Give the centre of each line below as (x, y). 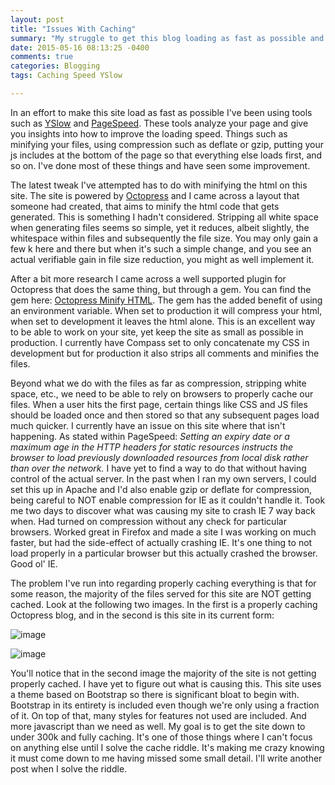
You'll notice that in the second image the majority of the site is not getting (163, 673)
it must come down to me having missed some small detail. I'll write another (166, 758)
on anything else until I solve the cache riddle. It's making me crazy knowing (167, 747)
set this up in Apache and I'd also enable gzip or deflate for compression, (161, 489)
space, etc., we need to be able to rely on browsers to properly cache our (162, 393)
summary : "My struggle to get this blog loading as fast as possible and (167, 38)
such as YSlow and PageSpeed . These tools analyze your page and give (159, 123)
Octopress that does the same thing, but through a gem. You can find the (161, 289)
